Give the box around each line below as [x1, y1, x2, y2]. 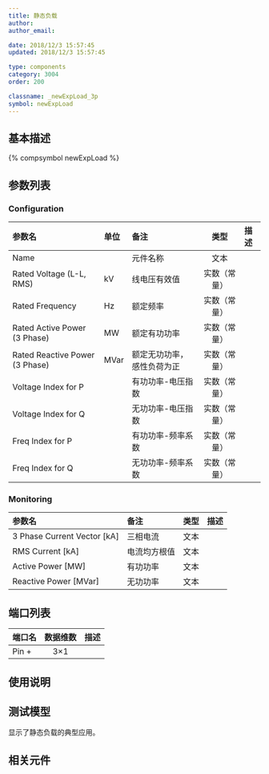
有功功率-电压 [131, 376, 186, 387]
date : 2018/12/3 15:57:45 [8, 41, 94, 49]
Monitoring [8, 494, 53, 505]
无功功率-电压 [131, 403, 186, 413]
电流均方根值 [126, 546, 175, 558]
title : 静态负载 [8, 11, 58, 20]
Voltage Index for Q [12, 409, 86, 419]
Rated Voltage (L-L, [12, 268, 86, 279]
